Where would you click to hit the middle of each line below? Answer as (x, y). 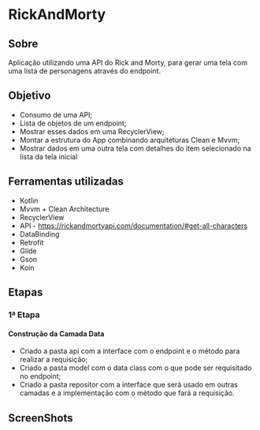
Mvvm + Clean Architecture (64, 209)
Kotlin (29, 200)
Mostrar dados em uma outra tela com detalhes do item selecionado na (135, 148)
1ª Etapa (24, 315)
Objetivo (30, 96)
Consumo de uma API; (56, 114)
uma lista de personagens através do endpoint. (85, 71)
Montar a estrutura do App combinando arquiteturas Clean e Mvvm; (130, 140)
